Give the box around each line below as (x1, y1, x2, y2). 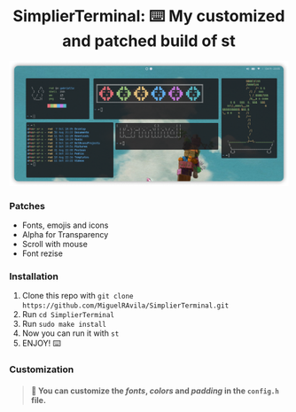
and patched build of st (61, 31, 237, 51)
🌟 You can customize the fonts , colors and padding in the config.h (30, 385, 279, 396)
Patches (9, 199, 46, 212)
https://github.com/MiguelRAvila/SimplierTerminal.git (21, 301, 230, 310)
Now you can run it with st (21, 328, 120, 338)
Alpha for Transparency (21, 229, 109, 240)
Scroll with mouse (21, 239, 89, 250)
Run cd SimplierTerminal (21, 309, 115, 320)
